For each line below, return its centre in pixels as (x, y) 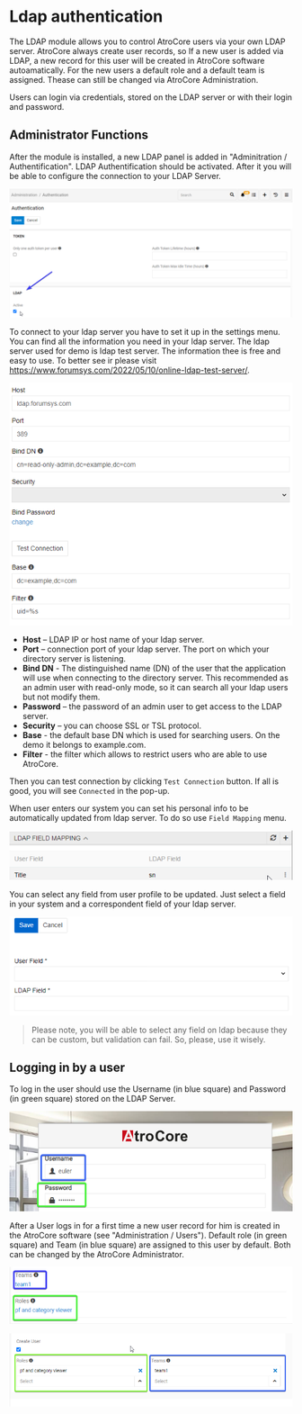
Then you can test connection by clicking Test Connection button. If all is (144, 781)
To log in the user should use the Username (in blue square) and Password (147, 1089)
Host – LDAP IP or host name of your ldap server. (113, 639)
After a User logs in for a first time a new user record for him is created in (145, 1225)
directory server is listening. (74, 658)
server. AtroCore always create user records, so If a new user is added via (147, 50)
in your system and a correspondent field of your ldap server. (123, 904)
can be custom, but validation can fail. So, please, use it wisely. (148, 1039)
